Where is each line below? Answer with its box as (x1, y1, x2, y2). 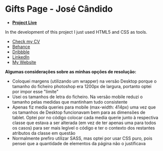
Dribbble (12, 49, 30, 55)
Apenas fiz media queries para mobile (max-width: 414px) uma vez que (12, 104, 156, 110)
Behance (12, 43, 30, 49)
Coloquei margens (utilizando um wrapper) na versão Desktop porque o (12, 78, 157, 84)
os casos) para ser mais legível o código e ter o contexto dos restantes (12, 125, 155, 130)
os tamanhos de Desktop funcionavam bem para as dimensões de (12, 109, 145, 115)
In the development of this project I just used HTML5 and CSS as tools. (5, 29, 147, 35)
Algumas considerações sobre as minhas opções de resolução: (5, 68, 137, 74)
